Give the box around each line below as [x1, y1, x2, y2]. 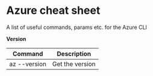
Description [57, 49, 92, 58]
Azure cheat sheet [6, 4, 101, 17]
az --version [9, 60, 47, 68]
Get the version [52, 60, 96, 68]
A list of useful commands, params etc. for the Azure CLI [6, 24, 148, 31]
